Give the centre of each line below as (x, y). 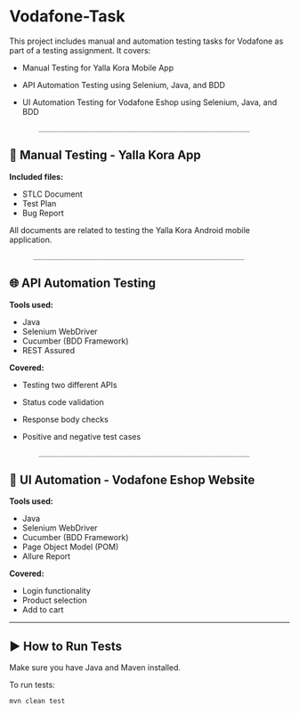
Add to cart (43, 610)
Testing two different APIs (69, 385)
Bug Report (43, 213)
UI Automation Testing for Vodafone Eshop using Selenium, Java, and (149, 102)
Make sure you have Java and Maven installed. (95, 668)
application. (31, 239)
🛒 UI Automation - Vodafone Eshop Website (132, 479)
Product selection (54, 600)
